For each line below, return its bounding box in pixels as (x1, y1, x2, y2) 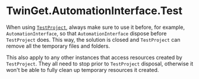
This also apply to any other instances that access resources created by (6, 54, 182, 61)
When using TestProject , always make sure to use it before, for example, (6, 24, 185, 31)
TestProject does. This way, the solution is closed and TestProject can (6, 36, 181, 43)
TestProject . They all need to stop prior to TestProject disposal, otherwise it (6, 60, 194, 67)
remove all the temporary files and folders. (6, 42, 110, 50)
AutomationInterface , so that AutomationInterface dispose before (6, 29, 167, 37)
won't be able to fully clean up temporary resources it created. (6, 66, 159, 73)
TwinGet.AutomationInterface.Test (6, 4, 183, 18)
